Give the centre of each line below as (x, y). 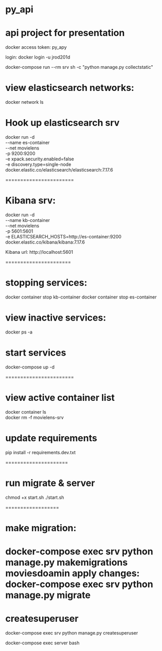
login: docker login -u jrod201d (38, 57)
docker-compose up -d (30, 367)
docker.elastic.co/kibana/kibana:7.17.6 (45, 242)
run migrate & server (50, 483)
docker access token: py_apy (36, 47)
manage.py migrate (48, 595)
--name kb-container (28, 220)
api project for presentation (65, 33)
